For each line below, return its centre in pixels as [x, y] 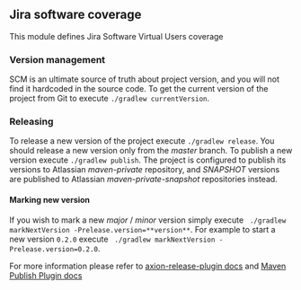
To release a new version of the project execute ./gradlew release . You [142, 141]
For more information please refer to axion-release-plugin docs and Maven [148, 266]
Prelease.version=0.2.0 [54, 249]
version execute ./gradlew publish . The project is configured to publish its [148, 160]
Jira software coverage [75, 15]
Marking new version [50, 200]
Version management [58, 59]
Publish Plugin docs [46, 275]
